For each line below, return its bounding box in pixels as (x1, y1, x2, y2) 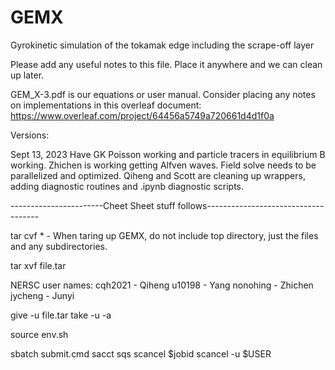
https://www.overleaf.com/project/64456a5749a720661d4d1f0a (10, 109, 275, 121)
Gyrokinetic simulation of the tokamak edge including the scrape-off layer (10, 39, 315, 51)
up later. (10, 69, 45, 81)
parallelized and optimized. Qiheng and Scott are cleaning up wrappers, (10, 169, 306, 181)
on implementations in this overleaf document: (10, 99, 202, 111)
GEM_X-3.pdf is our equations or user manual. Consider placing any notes (10, 88, 316, 100)
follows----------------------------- (177, 199, 325, 211)
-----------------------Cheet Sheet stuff (10, 199, 176, 211)
